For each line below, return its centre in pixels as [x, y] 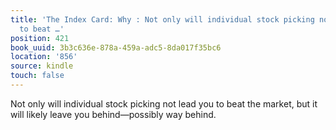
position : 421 [40, 38]
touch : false [37, 76]
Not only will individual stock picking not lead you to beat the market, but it [164, 103]
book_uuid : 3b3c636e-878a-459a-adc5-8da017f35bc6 [116, 47]
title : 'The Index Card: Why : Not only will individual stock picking [162, 19]
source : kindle [42, 66]
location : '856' [44, 57]
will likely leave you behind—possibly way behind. [113, 114]
